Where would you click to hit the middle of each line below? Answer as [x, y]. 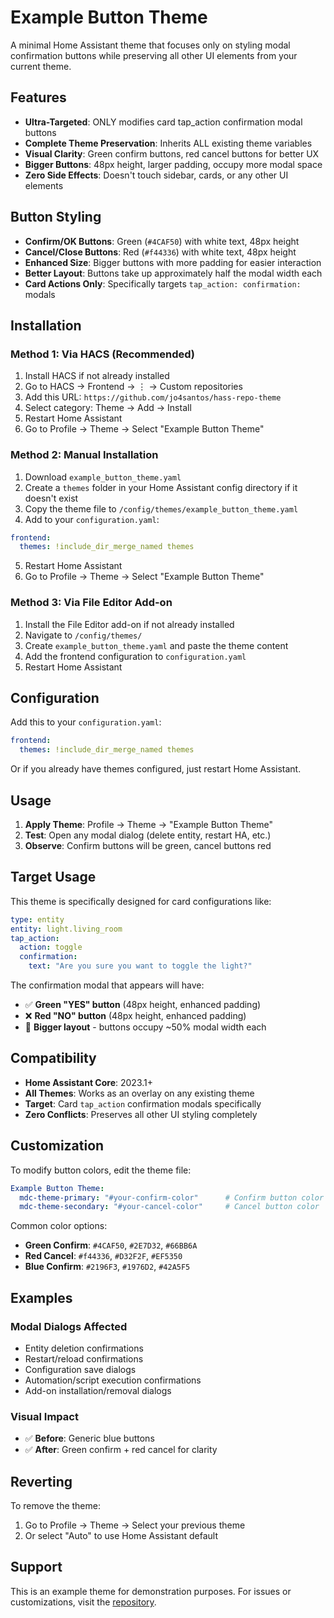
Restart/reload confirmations [84, 1358]
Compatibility [53, 1058]
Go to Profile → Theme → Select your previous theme [135, 1525]
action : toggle [51, 947]
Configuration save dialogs [80, 1369]
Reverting [41, 1481]
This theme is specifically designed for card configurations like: [141, 901]
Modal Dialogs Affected [69, 1326]
